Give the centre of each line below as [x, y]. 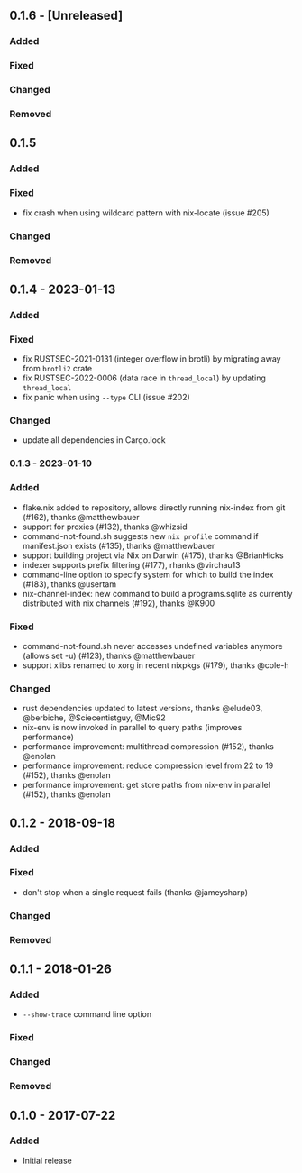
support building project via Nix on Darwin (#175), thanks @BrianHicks [153, 555]
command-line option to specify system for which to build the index [148, 574]
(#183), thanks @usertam [69, 584]
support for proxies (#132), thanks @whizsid [105, 527]
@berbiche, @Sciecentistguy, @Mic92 [94, 718]
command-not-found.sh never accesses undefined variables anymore [152, 646]
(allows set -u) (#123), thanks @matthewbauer [109, 655]
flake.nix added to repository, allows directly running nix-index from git [154, 507]
